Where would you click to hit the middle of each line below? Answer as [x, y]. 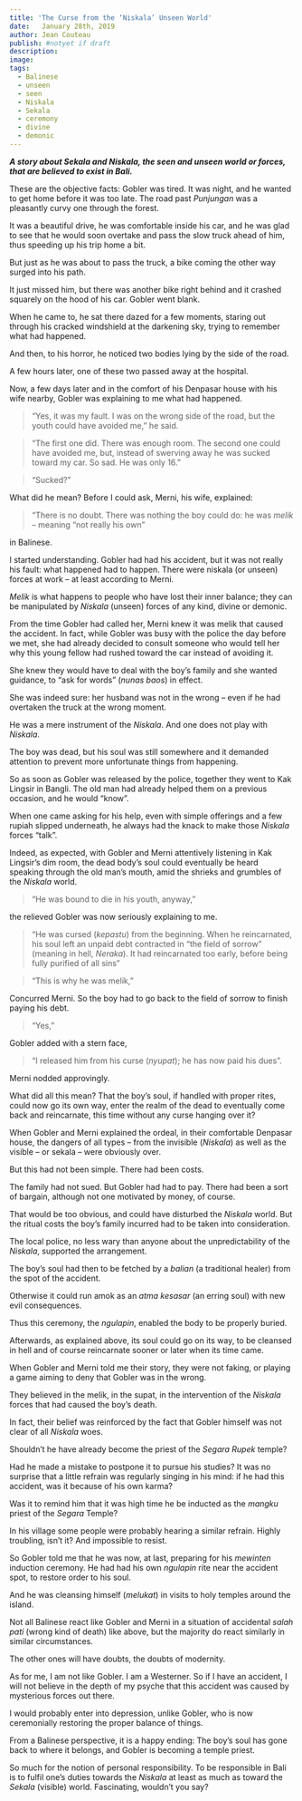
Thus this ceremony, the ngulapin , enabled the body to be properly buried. [148, 1322]
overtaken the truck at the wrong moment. [88, 707]
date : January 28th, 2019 [62, 26]
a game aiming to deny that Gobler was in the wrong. [108, 1377]
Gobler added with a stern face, [69, 1042]
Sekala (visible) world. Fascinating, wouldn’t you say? [109, 1786]
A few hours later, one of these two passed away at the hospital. [129, 371]
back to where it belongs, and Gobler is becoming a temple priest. [132, 1749]
